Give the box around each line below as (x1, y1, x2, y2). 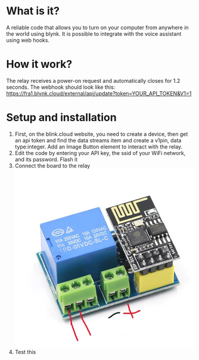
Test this (14, 349, 36, 356)
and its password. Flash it (14, 156, 78, 163)
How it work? (6, 58, 73, 71)
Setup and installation (6, 111, 117, 125)
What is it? (6, 4, 60, 18)
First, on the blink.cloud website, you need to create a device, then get (14, 130, 188, 138)
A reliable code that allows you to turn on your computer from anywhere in (6, 24, 189, 31)
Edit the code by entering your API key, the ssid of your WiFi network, (14, 149, 186, 156)
